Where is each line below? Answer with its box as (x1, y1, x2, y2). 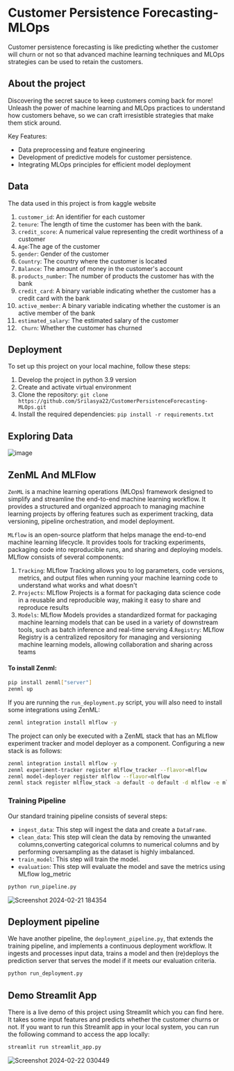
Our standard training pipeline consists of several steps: (8, 812, 168, 820)
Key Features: (8, 132, 47, 140)
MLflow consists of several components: (8, 553, 124, 561)
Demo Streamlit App (8, 989, 97, 1001)
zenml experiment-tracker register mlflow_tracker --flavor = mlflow (8, 766, 208, 773)
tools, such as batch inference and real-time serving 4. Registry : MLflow (17, 626, 224, 633)
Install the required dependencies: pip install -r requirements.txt (17, 410, 215, 419)
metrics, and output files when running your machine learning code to (17, 573, 218, 582)
